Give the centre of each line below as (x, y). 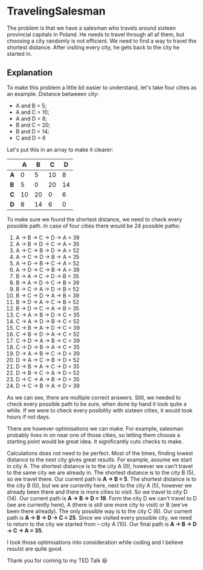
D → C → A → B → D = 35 (48, 379)
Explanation (30, 73)
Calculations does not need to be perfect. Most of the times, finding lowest (100, 453)
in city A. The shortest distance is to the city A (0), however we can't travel (100, 466)
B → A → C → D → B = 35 (47, 276)
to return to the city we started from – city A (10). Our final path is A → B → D (102, 524)
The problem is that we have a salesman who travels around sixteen (92, 28)
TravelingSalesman (56, 11)
